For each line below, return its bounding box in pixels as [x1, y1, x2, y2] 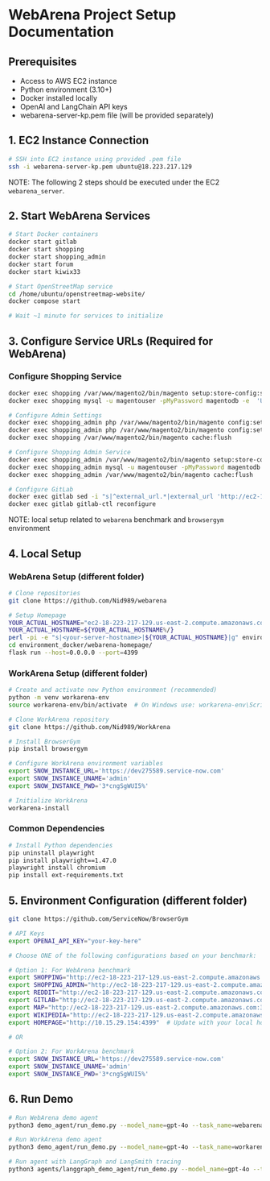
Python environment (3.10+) [19, 85, 112, 94]
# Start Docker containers [8, 230, 99, 238]
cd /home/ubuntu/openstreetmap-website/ [8, 290, 146, 298]
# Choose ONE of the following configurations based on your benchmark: [8, 951, 257, 959]
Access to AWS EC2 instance [19, 77, 117, 85]
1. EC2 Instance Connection [8, 134, 149, 147]
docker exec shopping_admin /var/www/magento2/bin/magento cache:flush [8, 470, 253, 479]
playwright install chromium [8, 864, 106, 872]
